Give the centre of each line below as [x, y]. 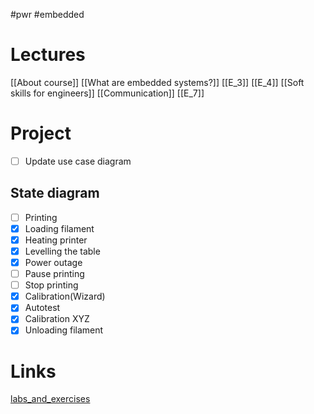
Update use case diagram [78, 161]
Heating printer [56, 240]
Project [41, 133]
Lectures [48, 55]
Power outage [53, 262]
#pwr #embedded [47, 14]
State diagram [55, 193]
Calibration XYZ [57, 319]
